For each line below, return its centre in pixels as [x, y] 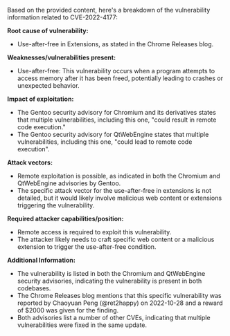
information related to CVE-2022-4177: [62, 17]
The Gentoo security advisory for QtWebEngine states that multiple [113, 134]
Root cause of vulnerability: [48, 31]
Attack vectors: [30, 162]
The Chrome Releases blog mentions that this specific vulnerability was [119, 296]
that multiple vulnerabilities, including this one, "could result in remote [117, 120]
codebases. [34, 288]
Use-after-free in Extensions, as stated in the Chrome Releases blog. [115, 44]
